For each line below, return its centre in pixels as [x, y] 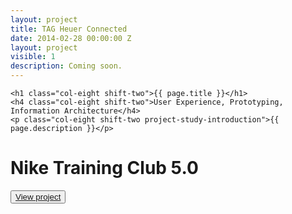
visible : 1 [33, 57]
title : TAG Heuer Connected [69, 29]
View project [38, 196]
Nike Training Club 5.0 [104, 168]
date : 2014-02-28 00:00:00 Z [71, 38]
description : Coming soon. [66, 66]
